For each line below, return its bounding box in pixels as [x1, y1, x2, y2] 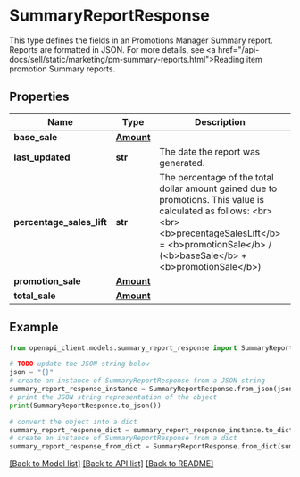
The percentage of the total [159, 171, 274, 183]
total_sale [13, 289, 56, 302]
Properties [9, 89, 70, 105]
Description [195, 115, 246, 128]
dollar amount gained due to [159, 182, 278, 195]
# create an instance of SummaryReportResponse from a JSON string [9, 376, 266, 385]
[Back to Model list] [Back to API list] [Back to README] [9, 458, 214, 469]
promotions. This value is [159, 193, 265, 205]
